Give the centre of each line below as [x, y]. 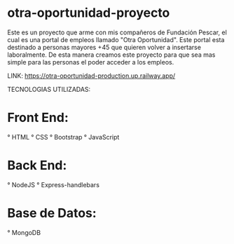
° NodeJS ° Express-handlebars [54, 184]
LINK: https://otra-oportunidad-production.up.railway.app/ [91, 76]
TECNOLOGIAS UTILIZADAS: [49, 89]
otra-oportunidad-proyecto [89, 13]
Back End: [37, 165]
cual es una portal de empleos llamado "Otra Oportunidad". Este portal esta [116, 39]
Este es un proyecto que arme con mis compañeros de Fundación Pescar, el [117, 32]
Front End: [38, 118]
